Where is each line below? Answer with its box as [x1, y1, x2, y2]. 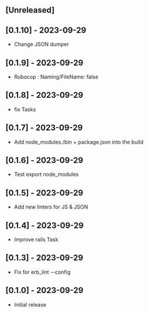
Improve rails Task [13, 236, 59, 243]
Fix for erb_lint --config [13, 268, 71, 275]
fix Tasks [13, 106, 36, 113]
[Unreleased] [5, 5, 55, 15]
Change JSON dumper [13, 41, 69, 48]
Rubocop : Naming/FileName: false [13, 73, 99, 80]
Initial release [13, 301, 46, 308]
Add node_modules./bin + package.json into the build [13, 138, 144, 145]
